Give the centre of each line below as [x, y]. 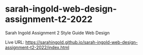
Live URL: [15, 42]
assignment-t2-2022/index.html [37, 47]
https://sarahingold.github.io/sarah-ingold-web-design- [82, 42]
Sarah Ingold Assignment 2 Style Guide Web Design [58, 33]
